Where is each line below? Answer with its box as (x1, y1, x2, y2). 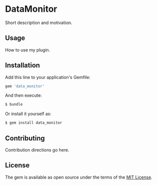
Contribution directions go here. (5, 147, 69, 153)
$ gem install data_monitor (5, 120, 63, 126)
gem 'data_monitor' (5, 83, 45, 89)
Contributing (5, 134, 45, 142)
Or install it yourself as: (5, 111, 51, 117)
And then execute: (5, 92, 42, 99)
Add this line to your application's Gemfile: (5, 74, 90, 80)
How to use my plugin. (5, 47, 50, 53)
